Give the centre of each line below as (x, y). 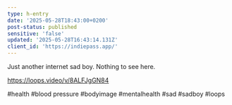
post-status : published (42, 27)
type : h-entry (28, 14)
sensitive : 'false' (36, 33)
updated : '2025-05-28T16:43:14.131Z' (63, 40)
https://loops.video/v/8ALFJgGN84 (58, 80)
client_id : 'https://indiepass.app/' (63, 47)
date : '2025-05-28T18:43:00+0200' (58, 20)
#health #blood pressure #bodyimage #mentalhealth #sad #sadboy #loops (116, 94)
